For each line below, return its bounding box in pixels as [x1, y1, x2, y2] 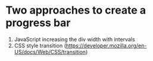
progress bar [5, 16, 71, 30]
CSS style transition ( [14, 42, 67, 49]
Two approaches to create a [5, 4, 146, 17]
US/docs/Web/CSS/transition [14, 48, 86, 55]
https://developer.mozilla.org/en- [65, 42, 147, 49]
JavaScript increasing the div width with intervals [14, 36, 135, 43]
